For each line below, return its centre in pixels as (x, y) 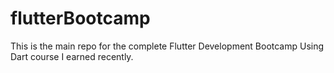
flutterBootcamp (80, 18)
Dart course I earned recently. (72, 56)
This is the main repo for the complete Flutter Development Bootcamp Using (167, 46)
